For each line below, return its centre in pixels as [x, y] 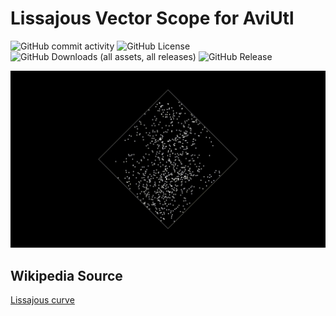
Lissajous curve [42, 300]
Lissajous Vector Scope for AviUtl [152, 18]
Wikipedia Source [66, 275]
